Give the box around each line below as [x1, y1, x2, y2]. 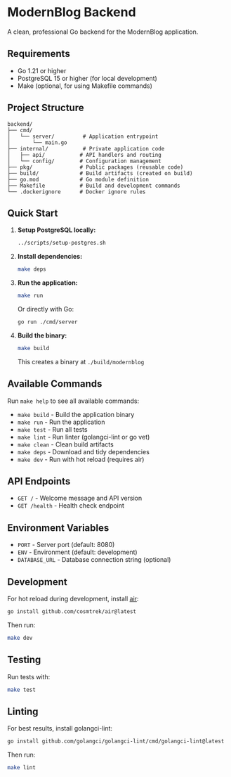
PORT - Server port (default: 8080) [17, 541, 115, 549]
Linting [7, 705, 39, 717]
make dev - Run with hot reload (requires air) [17, 455, 145, 463]
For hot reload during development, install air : [7, 595, 139, 603]
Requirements [7, 48, 70, 60]
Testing [7, 654, 41, 666]
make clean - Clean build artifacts [17, 440, 114, 449]
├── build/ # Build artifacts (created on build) [7, 169, 193, 176]
